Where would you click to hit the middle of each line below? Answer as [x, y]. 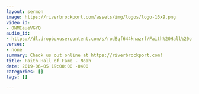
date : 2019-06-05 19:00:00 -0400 [47, 66]
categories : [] [25, 72]
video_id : [18, 22]
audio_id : [18, 33]
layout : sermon [25, 11]
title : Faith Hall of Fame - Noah [49, 61]
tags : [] [17, 77]
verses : [16, 45]
